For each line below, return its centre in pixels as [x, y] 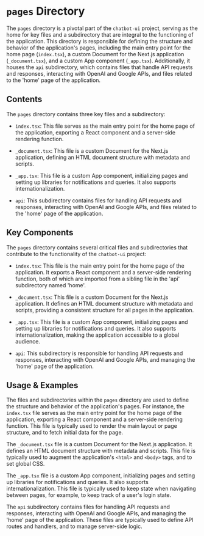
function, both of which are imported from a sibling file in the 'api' [97, 279]
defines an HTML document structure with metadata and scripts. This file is [101, 451]
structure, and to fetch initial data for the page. [65, 433]
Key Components [40, 233]
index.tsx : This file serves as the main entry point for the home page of [105, 126]
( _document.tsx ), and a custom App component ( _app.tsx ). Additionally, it [98, 61]
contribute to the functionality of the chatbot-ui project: [76, 254]
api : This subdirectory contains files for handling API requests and [98, 200]
